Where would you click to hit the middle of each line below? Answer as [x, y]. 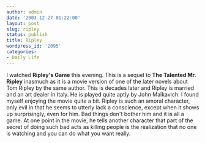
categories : [21, 52]
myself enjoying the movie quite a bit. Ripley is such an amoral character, [98, 101]
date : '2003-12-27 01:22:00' [43, 18]
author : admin [24, 12]
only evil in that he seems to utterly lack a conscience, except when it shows [103, 107]
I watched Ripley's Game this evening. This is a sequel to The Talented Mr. [101, 75]
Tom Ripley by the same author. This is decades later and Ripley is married [100, 88]
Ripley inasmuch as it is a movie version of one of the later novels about [97, 81]
